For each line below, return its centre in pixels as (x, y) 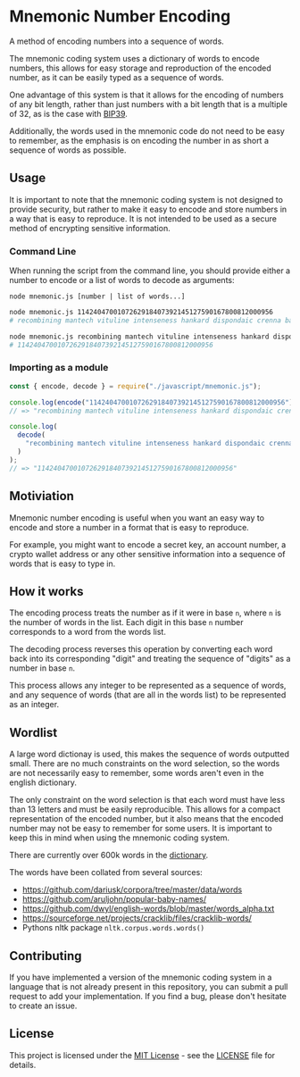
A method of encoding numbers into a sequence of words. (117, 41)
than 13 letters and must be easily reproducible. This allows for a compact (145, 809)
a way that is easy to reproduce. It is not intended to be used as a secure (143, 218)
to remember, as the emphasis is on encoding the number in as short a (139, 140)
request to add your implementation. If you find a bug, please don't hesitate (148, 996)
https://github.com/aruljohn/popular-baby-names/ (114, 899)
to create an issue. (43, 1006)
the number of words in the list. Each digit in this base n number (126, 622)
